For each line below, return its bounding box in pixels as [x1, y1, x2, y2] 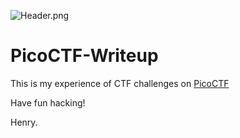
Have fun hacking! [10, 96, 86, 109]
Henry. [10, 116, 38, 128]
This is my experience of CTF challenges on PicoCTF [10, 77, 230, 89]
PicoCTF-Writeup [10, 45, 159, 67]
